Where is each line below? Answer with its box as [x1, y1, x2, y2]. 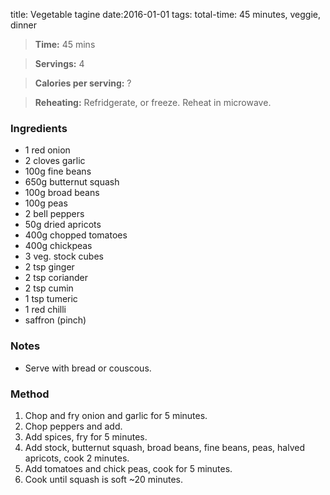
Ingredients [10, 121, 68, 135]
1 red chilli [24, 304, 67, 316]
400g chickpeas [24, 240, 93, 252]
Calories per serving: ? [34, 77, 132, 89]
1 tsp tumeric [24, 293, 78, 305]
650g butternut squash [24, 176, 120, 188]
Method [10, 387, 50, 401]
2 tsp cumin [24, 282, 74, 294]
